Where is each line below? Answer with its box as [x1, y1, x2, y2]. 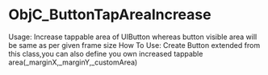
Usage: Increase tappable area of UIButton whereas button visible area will [8, 32, 258, 41]
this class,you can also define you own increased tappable [8, 49, 203, 58]
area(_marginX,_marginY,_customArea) [8, 57, 138, 67]
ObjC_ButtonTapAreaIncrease [8, 6, 211, 24]
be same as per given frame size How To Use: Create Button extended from [8, 40, 261, 49]
